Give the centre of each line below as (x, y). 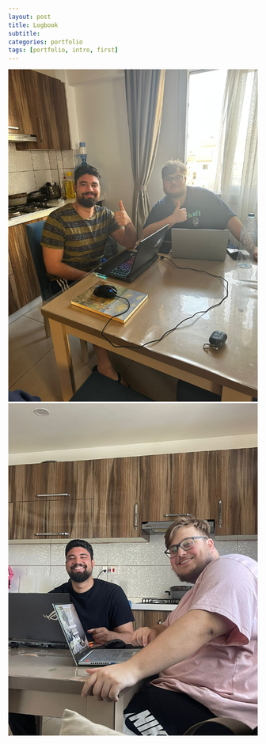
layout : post (30, 17)
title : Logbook (33, 25)
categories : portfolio (46, 42)
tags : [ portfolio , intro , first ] (63, 50)
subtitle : (25, 33)
